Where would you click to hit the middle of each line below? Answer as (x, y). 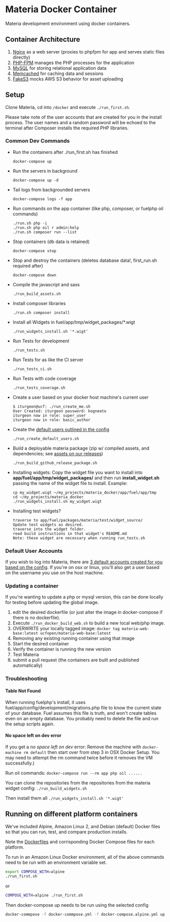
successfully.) (20, 763)
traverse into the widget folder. (49, 529)
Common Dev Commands (38, 141)
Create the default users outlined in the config (61, 429)
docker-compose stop (34, 251)
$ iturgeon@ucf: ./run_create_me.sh (51, 406)
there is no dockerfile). (36, 618)
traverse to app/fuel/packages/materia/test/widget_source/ (78, 520)
